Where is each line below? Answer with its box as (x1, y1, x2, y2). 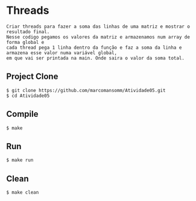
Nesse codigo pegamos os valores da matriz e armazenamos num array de (6, 34, 190, 40)
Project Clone (6, 72, 58, 82)
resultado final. (6, 28, 50, 35)
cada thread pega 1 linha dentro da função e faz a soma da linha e (6, 45, 182, 51)
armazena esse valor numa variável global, (6, 49, 118, 56)
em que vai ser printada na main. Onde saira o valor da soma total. (6, 55, 185, 61)
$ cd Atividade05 (6, 93, 50, 99)
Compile (6, 109, 39, 119)
